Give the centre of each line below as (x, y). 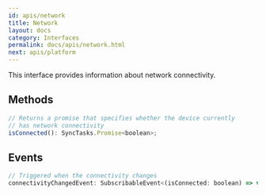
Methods (31, 100)
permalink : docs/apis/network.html (67, 45)
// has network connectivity (56, 125)
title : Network (33, 23)
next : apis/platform (42, 52)
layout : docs (30, 30)
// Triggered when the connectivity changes (83, 176)
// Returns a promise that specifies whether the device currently (122, 118)
